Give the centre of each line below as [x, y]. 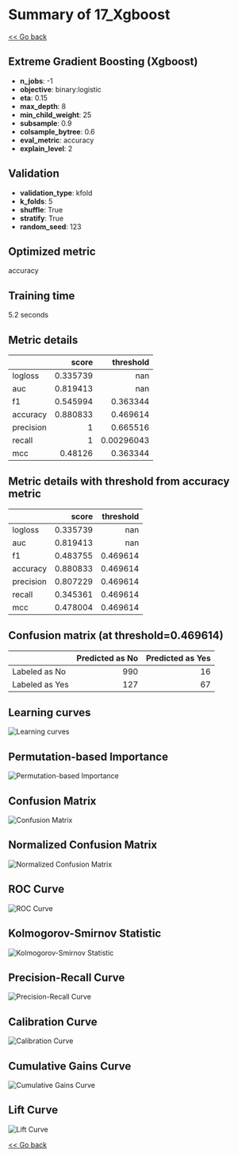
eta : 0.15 [33, 98]
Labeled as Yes [40, 684]
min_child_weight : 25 [56, 115]
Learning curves [50, 713]
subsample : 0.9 [46, 123]
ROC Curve [36, 889]
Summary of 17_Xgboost [89, 15]
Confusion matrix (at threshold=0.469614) [116, 635]
